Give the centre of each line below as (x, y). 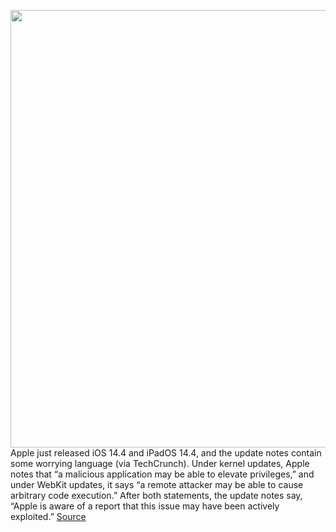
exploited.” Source (48, 516)
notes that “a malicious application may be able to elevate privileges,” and (162, 474)
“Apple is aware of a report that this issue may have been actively (145, 506)
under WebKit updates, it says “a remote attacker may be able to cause (157, 484)
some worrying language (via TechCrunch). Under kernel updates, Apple (160, 463)
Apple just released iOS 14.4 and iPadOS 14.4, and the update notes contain (166, 453)
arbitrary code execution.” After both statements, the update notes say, (156, 495)
